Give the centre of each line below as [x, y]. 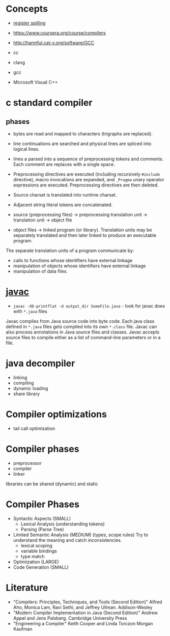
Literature [27, 587]
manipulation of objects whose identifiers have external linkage [79, 266]
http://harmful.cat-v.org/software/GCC [54, 43]
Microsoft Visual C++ [35, 82]
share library [26, 394]
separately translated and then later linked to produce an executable [85, 235]
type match [33, 556]
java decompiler [40, 363]
